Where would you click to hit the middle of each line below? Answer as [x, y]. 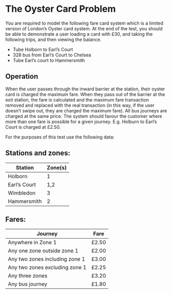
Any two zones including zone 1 [47, 259]
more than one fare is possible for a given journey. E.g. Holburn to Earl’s [81, 122]
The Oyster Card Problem [61, 9]
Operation [22, 77]
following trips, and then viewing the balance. [53, 40]
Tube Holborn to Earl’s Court [43, 49]
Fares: [16, 219]
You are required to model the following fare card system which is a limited [84, 23]
